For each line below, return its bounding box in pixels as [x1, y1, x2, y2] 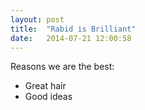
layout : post [10, 14, 65, 25]
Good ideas [24, 91, 73, 103]
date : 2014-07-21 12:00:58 [10, 33, 132, 43]
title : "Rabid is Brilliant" [10, 24, 137, 34]
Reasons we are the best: [10, 61, 115, 73]
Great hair [24, 80, 67, 92]
